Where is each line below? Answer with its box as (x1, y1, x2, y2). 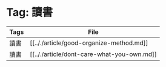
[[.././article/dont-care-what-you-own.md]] (29, 49, 158, 58)
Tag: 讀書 (6, 5, 53, 19)
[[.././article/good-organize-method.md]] (29, 39, 148, 47)
